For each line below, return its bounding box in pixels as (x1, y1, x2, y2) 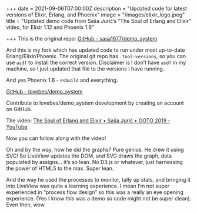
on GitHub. (6, 106, 32, 112)
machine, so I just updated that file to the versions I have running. (6, 65, 165, 72)
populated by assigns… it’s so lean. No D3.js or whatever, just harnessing (6, 159, 183, 165)
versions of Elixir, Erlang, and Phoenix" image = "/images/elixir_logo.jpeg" (6, 11, 185, 18)
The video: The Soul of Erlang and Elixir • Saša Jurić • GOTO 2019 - (6, 117, 171, 124)
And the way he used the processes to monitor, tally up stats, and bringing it (6, 176, 191, 183)
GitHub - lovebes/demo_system (6, 88, 83, 95)
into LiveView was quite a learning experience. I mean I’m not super (6, 182, 169, 189)
